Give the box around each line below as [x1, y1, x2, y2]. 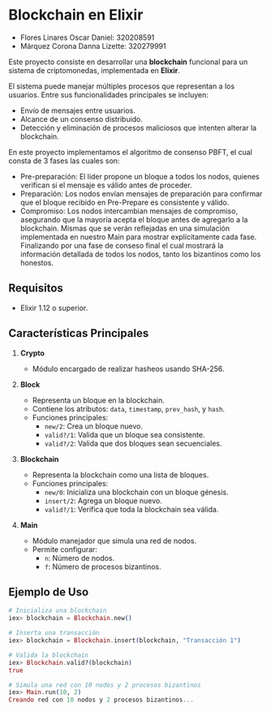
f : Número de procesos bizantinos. [44, 562, 161, 572]
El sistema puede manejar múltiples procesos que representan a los [8, 81, 235, 91]
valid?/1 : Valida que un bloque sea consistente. [44, 429, 205, 439]
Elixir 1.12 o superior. [19, 303, 88, 313]
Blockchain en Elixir [8, 6, 144, 24]
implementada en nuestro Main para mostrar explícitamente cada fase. [19, 231, 257, 241]
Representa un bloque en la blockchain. [32, 395, 165, 405]
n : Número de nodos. [44, 553, 115, 563]
